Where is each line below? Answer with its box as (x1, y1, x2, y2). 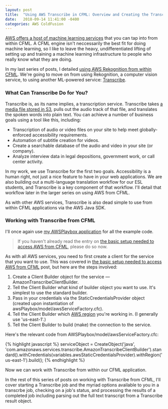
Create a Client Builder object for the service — (12, 274, 110, 280)
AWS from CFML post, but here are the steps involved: (5, 264, 117, 270)
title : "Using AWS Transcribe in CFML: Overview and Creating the (5, 12, 149, 17)
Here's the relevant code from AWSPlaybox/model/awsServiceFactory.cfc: (5, 331, 159, 337)
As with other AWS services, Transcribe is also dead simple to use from (5, 199, 152, 205)
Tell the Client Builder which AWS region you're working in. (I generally (12, 311, 158, 317)
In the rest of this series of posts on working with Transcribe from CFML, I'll (5, 376, 161, 382)
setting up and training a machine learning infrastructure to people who (5, 51, 152, 57)
